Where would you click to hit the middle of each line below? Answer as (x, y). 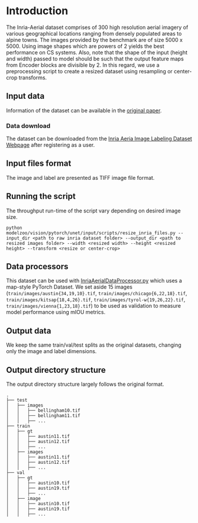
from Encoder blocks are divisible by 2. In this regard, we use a (83, 65)
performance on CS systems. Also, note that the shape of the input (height (97, 52)
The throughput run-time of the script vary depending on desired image (94, 211)
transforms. (33, 78)
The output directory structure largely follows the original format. (85, 384)
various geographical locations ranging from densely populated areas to (94, 33)
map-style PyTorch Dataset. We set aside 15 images (69, 287)
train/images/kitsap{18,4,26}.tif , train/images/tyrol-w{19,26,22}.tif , (96, 299)
